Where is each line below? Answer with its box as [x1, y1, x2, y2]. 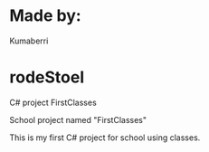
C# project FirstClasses [9, 97, 97, 108]
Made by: [9, 5, 81, 26]
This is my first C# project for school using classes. [9, 132, 201, 143]
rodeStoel [9, 67, 84, 88]
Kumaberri [9, 35, 49, 46]
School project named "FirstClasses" [9, 114, 147, 125]
